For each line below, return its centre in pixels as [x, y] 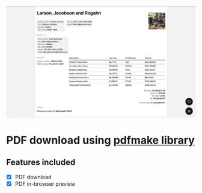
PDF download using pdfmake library [101, 140]
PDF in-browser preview [45, 183]
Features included [41, 163]
